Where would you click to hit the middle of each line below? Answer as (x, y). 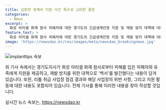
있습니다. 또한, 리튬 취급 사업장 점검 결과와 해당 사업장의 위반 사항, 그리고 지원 (80, 79)
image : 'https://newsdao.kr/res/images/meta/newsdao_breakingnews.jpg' (80, 42)
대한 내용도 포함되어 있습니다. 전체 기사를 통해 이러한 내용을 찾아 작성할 (83, 85)
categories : (17, 14)
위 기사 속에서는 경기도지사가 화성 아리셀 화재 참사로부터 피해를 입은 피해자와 (79, 67)
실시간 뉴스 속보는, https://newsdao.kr (43, 102)
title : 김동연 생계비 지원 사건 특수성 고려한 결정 (50, 10)
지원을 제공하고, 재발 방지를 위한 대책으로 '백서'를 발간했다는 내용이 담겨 (87, 73)
